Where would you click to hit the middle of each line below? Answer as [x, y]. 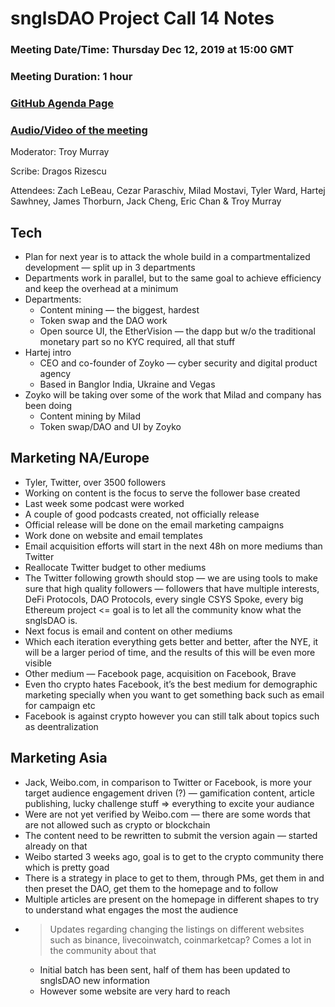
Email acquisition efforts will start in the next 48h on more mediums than [173, 546]
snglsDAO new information [94, 980]
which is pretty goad [67, 867]
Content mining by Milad [90, 416]
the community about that [103, 950]
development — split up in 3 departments [110, 268]
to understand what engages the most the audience [131, 909]
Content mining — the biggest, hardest [119, 310]
